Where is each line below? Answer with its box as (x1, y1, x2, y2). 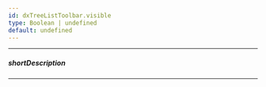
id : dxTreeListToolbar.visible (8, 11, 112, 20)
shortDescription (8, 58, 66, 67)
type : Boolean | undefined (8, 19, 97, 27)
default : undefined (8, 26, 73, 34)
